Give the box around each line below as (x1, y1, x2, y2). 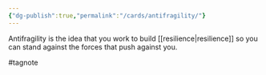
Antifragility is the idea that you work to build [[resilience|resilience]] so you (8, 34, 258, 43)
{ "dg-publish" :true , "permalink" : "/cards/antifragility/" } (8, 11, 206, 20)
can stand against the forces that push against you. (8, 41, 178, 52)
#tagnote (8, 57, 38, 67)
